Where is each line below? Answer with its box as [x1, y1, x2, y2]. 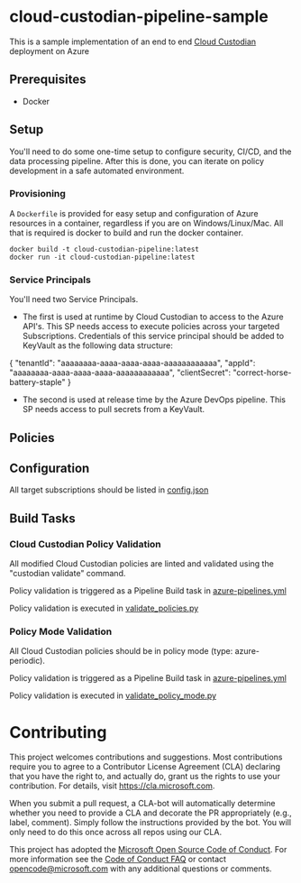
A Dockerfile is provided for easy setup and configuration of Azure [9, 207, 259, 218]
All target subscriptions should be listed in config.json [9, 484, 209, 495]
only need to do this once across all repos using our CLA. [9, 827, 223, 838]
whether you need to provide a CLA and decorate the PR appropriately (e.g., [9, 807, 293, 818]
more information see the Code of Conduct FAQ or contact [9, 854, 227, 865]
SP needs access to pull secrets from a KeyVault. [22, 404, 205, 415]
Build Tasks [9, 510, 76, 526]
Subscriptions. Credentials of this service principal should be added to [22, 331, 285, 342]
